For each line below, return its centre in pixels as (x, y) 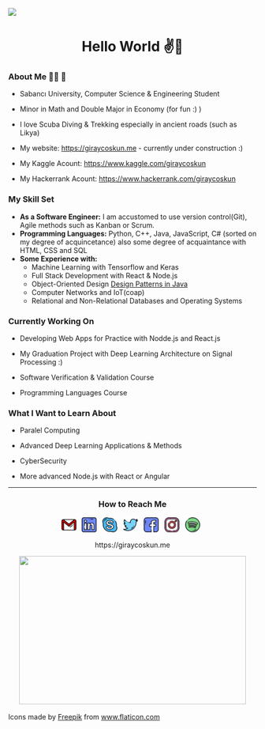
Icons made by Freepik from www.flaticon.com (84, 716)
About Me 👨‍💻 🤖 (37, 77)
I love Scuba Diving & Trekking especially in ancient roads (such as (128, 125)
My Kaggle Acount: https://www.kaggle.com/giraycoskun (113, 164)
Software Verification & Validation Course (87, 378)
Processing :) (41, 362)
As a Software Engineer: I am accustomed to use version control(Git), (133, 217)
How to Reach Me (132, 504)
